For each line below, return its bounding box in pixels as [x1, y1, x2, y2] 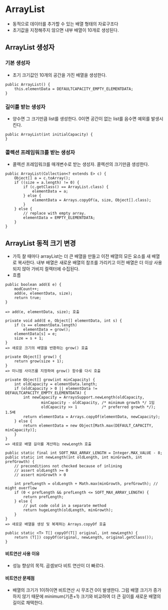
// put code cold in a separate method [23, 503, 107, 509]
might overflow [5, 486, 37, 491]
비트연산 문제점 [5, 575, 35, 581]
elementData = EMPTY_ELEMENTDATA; [23, 215, 95, 221]
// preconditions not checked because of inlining [14, 464, 122, 469]
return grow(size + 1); [14, 359, 64, 364]
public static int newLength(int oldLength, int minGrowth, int [5, 455, 142, 460]
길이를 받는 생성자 [5, 103, 46, 110]
